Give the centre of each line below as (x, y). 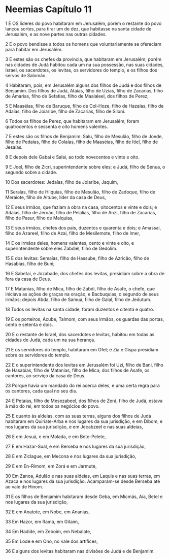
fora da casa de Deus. (28, 279)
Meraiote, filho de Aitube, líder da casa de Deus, (56, 197)
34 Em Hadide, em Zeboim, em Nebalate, (48, 531)
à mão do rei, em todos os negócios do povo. (53, 406)
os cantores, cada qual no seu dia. (41, 391)
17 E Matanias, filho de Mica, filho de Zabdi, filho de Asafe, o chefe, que (80, 288)
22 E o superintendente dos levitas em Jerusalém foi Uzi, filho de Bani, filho (84, 365)
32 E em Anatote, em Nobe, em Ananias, (48, 512)
